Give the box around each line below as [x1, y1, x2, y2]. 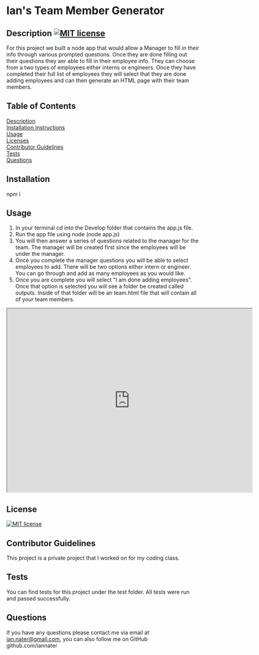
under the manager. [15, 250, 66, 258]
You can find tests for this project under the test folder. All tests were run [6, 588, 190, 596]
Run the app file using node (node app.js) [15, 231, 120, 238]
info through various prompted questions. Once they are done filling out [6, 51, 187, 58]
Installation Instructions [6, 124, 66, 131]
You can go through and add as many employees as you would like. [15, 270, 186, 277]
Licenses [6, 137, 29, 144]
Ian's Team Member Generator [6, 4, 165, 18]
